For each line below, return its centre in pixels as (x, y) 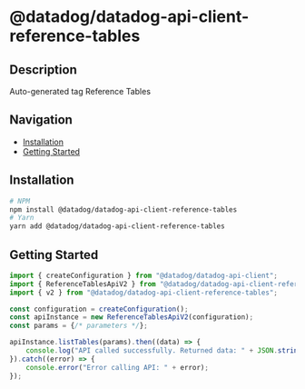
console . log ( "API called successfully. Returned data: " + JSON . (152, 351)
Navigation (41, 120)
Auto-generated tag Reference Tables (80, 91)
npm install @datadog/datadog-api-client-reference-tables (123, 209)
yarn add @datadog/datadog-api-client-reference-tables (117, 226)
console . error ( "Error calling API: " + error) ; (117, 367)
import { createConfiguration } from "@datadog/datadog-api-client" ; (144, 275)
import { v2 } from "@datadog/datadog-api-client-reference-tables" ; (144, 293)
